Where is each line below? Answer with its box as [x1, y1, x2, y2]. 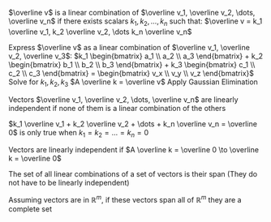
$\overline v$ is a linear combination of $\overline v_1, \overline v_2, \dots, [8, 8, 256, 17]
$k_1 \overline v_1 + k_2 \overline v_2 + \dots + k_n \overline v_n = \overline [8, 118, 258, 129]
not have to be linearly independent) [8, 178, 130, 188]
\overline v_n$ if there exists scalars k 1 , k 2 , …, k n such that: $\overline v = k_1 [8, 16, 263, 28]
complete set [8, 204, 53, 214]
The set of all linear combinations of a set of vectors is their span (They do [8, 169, 258, 179]
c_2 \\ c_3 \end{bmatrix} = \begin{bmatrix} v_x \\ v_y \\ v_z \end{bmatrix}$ [8, 68, 254, 78]
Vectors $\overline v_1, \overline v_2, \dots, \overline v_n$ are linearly [8, 94, 239, 105]
